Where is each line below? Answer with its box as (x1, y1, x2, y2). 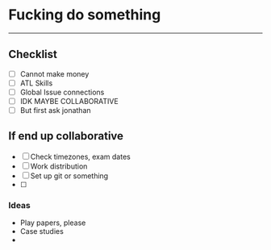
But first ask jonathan (19, 106, 91, 115)
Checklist (8, 48, 58, 61)
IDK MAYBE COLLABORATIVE (19, 96, 119, 106)
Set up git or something (30, 171, 109, 181)
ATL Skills (19, 78, 53, 88)
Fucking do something (8, 6, 161, 24)
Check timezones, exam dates (30, 152, 131, 161)
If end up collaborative (8, 129, 123, 143)
